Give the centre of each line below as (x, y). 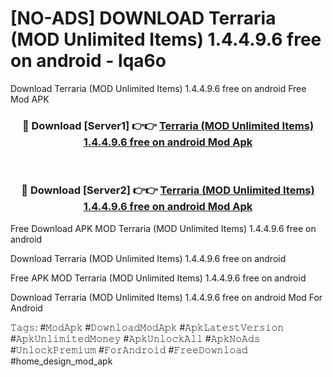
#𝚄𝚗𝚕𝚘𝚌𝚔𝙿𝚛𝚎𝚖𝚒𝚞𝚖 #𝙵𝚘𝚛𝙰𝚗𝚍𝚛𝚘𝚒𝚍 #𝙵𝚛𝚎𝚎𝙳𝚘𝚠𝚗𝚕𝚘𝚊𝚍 (129, 349)
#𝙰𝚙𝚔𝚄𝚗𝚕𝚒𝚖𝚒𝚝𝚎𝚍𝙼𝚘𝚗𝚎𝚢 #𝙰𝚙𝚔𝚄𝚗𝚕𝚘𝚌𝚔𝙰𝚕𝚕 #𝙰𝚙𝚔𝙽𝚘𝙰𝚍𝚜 (135, 338)
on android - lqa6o (88, 61)
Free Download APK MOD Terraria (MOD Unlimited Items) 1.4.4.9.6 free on (163, 228)
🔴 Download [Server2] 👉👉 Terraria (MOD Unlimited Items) (168, 190)
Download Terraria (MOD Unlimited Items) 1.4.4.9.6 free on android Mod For (166, 297)
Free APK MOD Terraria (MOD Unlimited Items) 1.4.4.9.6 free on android (158, 278)
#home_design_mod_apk (61, 361)
